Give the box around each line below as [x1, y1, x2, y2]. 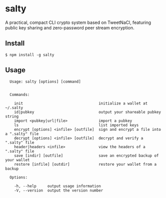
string [5, 114, 19, 119]
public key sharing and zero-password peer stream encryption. [5, 24, 135, 30]
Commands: [9, 92, 30, 97]
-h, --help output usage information [14, 184, 101, 189]
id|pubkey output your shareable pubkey [14, 109, 162, 114]
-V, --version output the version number [14, 188, 103, 193]
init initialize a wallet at [14, 100, 148, 106]
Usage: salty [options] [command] [9, 79, 81, 84]
